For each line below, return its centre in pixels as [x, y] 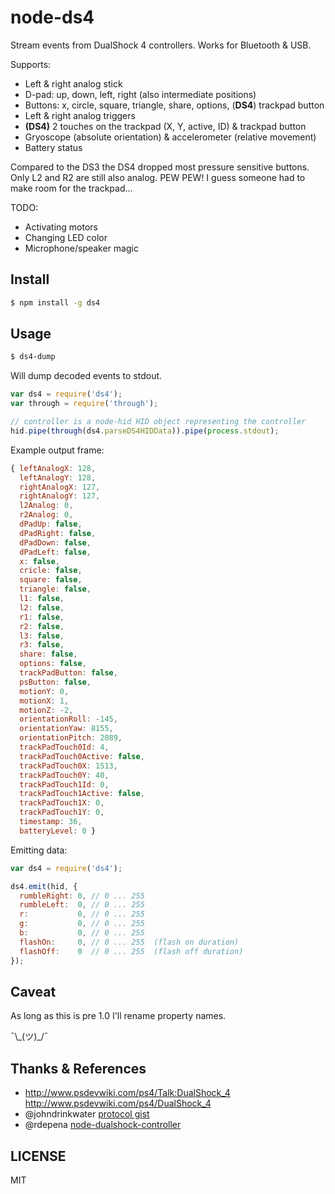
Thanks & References [78, 1068]
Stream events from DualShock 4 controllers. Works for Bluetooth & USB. [161, 45]
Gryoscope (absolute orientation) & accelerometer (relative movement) [170, 137]
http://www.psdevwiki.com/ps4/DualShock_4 [118, 1103]
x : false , [39, 561]
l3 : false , [42, 636]
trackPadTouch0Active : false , [82, 756]
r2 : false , [42, 626]
